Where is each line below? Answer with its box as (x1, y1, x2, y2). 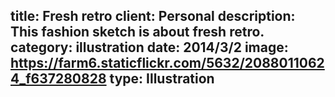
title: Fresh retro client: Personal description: (10, 8, 296, 25)
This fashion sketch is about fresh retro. (10, 24, 265, 41)
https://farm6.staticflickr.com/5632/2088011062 (10, 55, 325, 72)
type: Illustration (109, 70, 215, 88)
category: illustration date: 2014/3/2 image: (10, 39, 289, 56)
